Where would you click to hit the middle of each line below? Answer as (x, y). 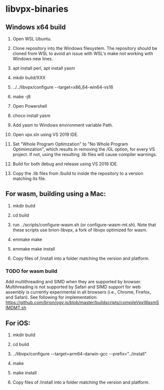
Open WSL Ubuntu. (32, 39)
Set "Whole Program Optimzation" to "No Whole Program (70, 144)
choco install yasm (31, 115)
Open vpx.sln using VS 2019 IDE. (45, 135)
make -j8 (21, 97)
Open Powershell (30, 106)
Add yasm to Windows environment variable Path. (63, 125)
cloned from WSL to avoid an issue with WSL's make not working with (83, 53)
